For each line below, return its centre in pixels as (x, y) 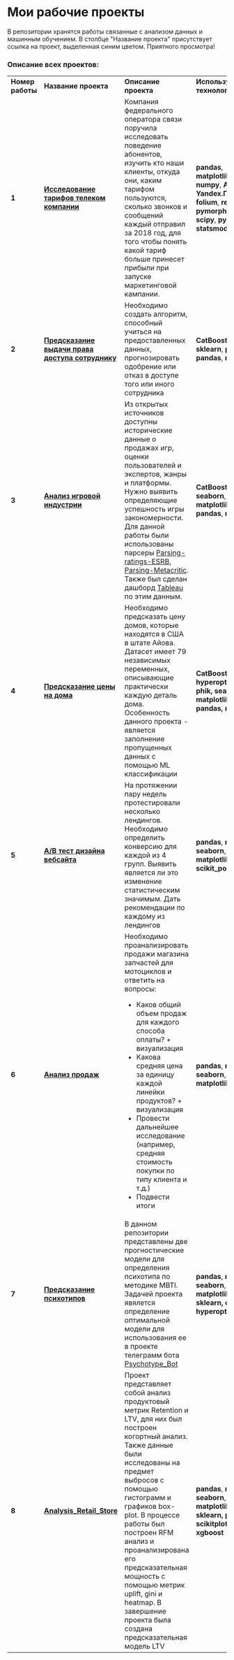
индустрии (63, 505)
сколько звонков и (156, 207)
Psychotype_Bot (151, 1364)
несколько (142, 812)
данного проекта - (156, 722)
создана (139, 1629)
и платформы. (148, 483)
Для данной (145, 527)
